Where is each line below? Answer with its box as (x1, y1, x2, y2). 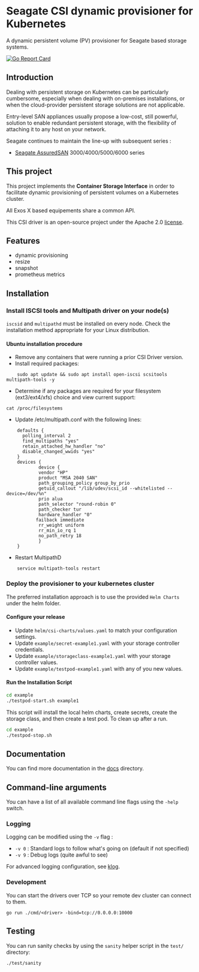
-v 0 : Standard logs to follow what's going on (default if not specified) (14, 845, 190, 852)
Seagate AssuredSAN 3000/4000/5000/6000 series (14, 149, 145, 156)
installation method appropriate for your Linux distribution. (6, 327, 150, 334)
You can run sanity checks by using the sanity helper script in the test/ (6, 942, 184, 949)
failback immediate (35, 517, 85, 523)
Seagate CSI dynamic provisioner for (6, 4, 194, 18)
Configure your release (6, 614, 65, 621)
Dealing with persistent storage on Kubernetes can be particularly (6, 88, 169, 96)
